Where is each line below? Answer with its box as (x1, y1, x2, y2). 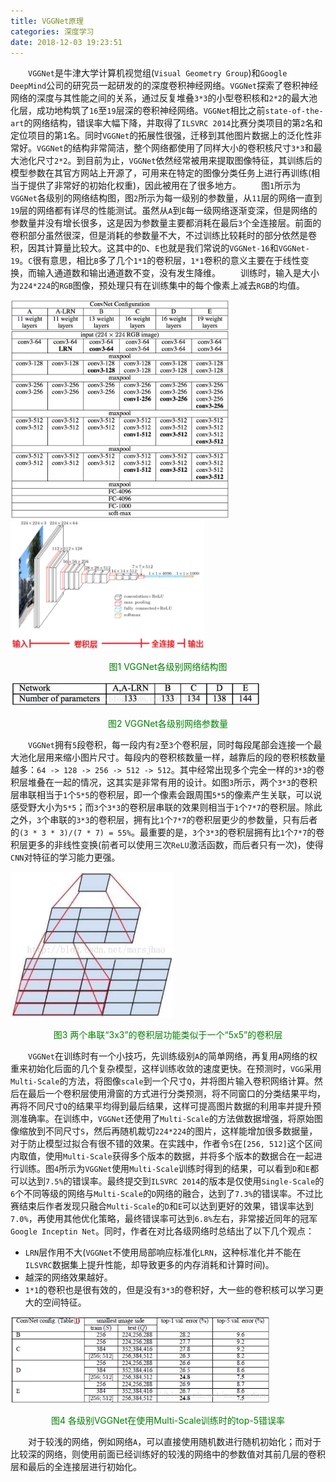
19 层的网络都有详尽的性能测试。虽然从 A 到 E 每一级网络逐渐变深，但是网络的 (10, 205, 318, 217)
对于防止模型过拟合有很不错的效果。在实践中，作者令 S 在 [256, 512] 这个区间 (10, 1138, 323, 1150)
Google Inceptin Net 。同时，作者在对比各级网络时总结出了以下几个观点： (10, 1225, 315, 1237)
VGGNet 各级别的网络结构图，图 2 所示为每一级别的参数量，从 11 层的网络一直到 (10, 192, 323, 204)
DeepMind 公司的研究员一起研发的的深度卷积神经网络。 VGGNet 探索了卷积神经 (10, 80, 319, 92)
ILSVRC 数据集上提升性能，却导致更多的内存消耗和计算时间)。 (24, 1259, 275, 1271)
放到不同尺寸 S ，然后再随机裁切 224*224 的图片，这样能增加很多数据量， (27, 1125, 318, 1137)
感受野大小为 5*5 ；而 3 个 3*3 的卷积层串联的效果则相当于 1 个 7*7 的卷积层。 (10, 801, 305, 814)
